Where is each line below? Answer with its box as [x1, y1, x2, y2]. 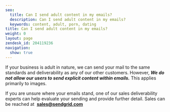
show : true [10, 50, 33, 55]
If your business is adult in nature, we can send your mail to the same [5, 64, 151, 70]
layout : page [5, 36, 33, 41]
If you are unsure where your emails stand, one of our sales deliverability [5, 90, 158, 96]
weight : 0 [5, 31, 26, 36]
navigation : [5, 45, 30, 50]
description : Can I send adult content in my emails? [10, 17, 126, 22]
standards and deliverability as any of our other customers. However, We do [5, 69, 165, 75]
